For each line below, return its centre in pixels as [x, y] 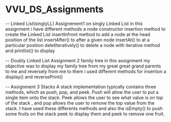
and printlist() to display [30, 51]
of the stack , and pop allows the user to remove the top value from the [80, 103]
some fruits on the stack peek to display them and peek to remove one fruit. [85, 114]
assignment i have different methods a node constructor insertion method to [86, 29]
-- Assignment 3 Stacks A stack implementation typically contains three [81, 87]
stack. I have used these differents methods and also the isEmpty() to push [84, 108]
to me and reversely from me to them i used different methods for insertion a [86, 71]
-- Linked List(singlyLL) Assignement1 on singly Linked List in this [74, 23]
